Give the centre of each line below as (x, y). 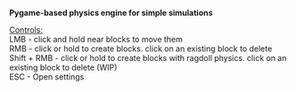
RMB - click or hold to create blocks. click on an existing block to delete (141, 49)
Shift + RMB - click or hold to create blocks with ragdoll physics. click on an (148, 58)
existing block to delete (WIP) (63, 67)
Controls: (26, 30)
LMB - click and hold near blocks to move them (96, 39)
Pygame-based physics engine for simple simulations (111, 13)
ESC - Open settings (47, 77)
